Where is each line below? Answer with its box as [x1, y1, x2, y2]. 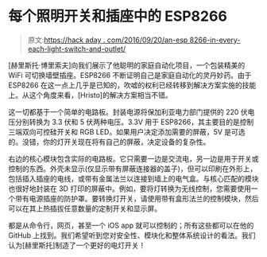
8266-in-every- [189, 35, 241, 45]
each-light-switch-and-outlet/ [27, 44, 126, 53]
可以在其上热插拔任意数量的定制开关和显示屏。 [8, 204, 161, 213]
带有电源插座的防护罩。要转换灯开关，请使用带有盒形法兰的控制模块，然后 [14, 193, 259, 203]
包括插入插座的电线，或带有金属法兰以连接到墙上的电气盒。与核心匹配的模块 [8, 173, 259, 183]
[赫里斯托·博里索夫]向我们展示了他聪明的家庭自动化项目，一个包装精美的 [8, 60, 246, 70]
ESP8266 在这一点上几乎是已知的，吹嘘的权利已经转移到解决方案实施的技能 [8, 80, 257, 90]
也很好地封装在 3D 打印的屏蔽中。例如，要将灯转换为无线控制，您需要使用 [8, 184, 252, 193]
